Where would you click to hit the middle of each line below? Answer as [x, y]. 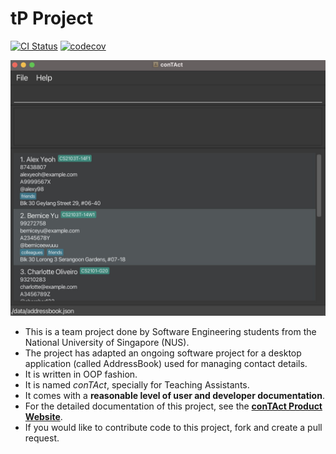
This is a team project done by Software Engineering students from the [170, 332]
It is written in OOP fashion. [81, 374]
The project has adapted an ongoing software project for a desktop [163, 353]
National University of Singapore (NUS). [107, 343]
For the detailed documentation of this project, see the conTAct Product [173, 406]
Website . [43, 417]
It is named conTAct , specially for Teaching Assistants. [137, 385]
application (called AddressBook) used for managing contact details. [166, 364]
